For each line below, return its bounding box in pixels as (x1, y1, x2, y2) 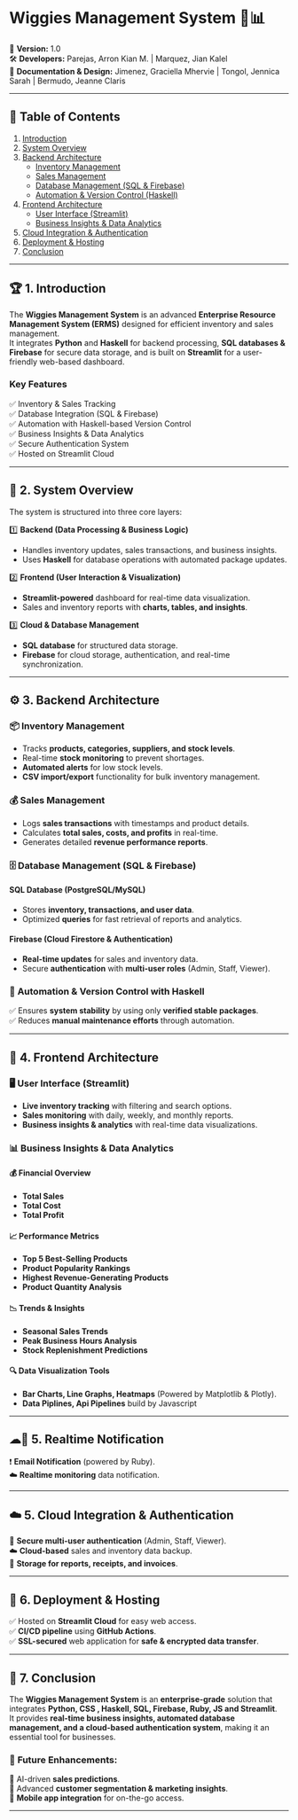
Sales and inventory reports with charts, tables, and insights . (21, 601, 248, 613)
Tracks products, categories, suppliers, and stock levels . (21, 743, 236, 754)
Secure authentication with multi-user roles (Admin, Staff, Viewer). (21, 963, 271, 973)
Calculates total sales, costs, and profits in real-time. (21, 827, 219, 838)
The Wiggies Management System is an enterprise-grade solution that (9, 1693, 273, 1704)
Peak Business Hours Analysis (21, 1335, 137, 1346)
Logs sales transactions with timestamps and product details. (21, 817, 250, 828)
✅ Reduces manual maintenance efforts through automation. (9, 1015, 235, 1026)
